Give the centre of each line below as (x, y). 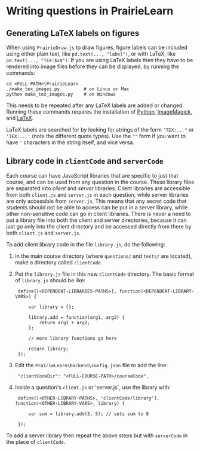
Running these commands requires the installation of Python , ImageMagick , (99, 112)
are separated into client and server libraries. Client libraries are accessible (98, 188)
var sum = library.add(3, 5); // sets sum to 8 (89, 414)
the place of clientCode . (36, 441)
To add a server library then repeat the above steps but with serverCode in (97, 435)
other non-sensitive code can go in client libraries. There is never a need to (99, 214)
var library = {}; (51, 307)
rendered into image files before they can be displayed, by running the (93, 66)
